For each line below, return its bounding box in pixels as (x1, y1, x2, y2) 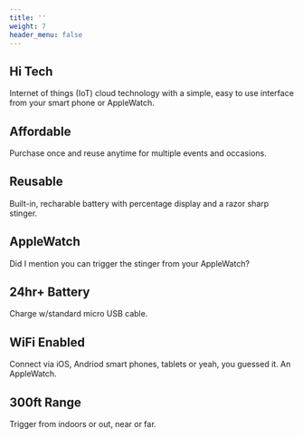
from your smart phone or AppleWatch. (9, 97, 156, 109)
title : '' (9, 13, 47, 23)
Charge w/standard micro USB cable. (9, 308, 148, 319)
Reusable (9, 174, 63, 190)
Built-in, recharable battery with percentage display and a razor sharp (9, 198, 270, 209)
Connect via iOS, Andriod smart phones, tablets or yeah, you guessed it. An (9, 359, 291, 370)
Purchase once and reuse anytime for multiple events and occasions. (9, 148, 267, 159)
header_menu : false (9, 30, 83, 39)
